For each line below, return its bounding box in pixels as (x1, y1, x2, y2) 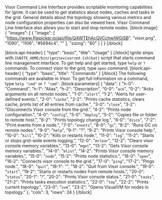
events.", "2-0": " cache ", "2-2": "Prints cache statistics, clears (21, 96, 145, 102)
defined (5, 96, 21, 102)
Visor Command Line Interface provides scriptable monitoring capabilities (5, 4, 153, 10)
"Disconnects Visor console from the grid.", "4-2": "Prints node (5, 107, 131, 112)
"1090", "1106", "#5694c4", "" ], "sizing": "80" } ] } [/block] (5, 40, 123, 46)
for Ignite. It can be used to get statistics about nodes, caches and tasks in (5, 9, 155, 15)
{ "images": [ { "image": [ (5, 30, 55, 36)
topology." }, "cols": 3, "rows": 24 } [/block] (5, 189, 92, 195)
